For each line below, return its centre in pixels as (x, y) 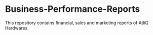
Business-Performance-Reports (73, 9)
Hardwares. (17, 28)
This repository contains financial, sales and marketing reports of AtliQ (77, 23)
